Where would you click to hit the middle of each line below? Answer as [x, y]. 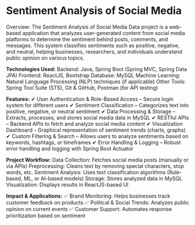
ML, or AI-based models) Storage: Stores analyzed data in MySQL [103, 178]
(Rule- [175, 172]
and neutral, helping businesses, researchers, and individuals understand [94, 51]
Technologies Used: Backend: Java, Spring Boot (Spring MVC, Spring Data [97, 69]
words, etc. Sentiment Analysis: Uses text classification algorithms [86, 172]
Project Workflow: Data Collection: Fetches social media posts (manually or [97, 160]
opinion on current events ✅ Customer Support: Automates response [89, 209]
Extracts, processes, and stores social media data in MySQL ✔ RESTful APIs [97, 117]
